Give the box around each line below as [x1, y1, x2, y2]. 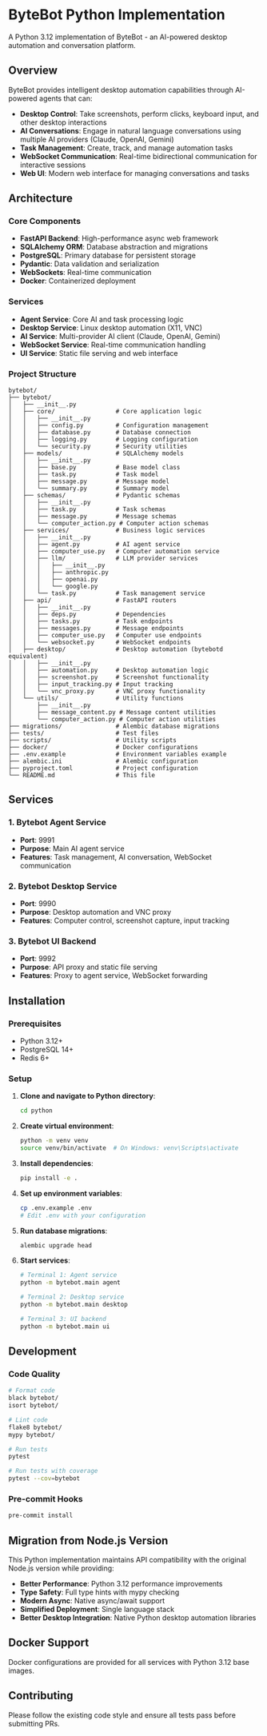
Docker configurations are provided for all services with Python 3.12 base [8, 1657, 249, 1666]
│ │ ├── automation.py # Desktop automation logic [8, 666, 209, 675]
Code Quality [8, 1368, 61, 1379]
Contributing [8, 1689, 74, 1702]
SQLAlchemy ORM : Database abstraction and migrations [19, 242, 209, 252]
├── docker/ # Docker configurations [8, 744, 198, 752]
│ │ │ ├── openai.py [8, 576, 98, 584]
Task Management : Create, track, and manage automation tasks [19, 142, 233, 153]
